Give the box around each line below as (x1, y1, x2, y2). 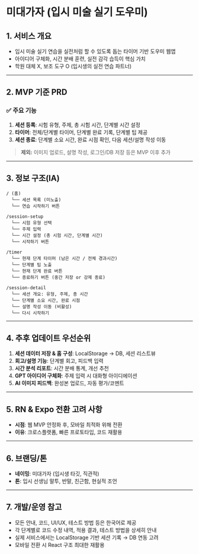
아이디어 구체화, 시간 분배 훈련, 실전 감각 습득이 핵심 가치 (14, 55, 146, 62)
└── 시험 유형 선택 (11, 220, 52, 226)
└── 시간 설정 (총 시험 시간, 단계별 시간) (11, 232, 103, 238)
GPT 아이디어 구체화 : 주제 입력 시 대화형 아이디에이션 (14, 372, 137, 379)
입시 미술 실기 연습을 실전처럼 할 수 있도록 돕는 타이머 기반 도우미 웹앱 (14, 48, 176, 55)
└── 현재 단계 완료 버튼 (11, 268, 63, 274)
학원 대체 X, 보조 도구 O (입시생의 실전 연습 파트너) (14, 63, 132, 69)
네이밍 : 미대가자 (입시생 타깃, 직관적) (14, 470, 99, 477)
